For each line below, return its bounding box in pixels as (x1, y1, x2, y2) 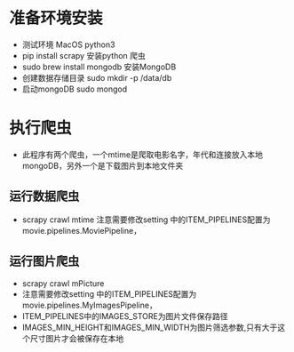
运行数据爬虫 (9, 188, 80, 204)
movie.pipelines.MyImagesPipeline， (21, 300, 157, 310)
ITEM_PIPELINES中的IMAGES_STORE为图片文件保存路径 (21, 310, 228, 321)
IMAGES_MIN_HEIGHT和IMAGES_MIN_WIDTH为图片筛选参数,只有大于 (21, 322, 278, 332)
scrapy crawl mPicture (21, 277, 105, 289)
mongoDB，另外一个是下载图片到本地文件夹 (21, 160, 184, 171)
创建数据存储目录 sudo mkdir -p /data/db (21, 72, 172, 83)
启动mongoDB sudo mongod (21, 84, 127, 94)
